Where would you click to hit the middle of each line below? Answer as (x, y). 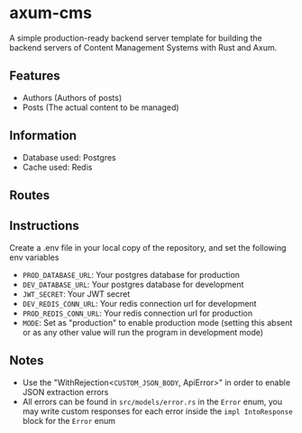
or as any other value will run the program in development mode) (143, 332)
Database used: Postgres (69, 157)
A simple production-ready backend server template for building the (136, 38)
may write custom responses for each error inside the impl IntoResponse (157, 411)
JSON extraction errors (65, 392)
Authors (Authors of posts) (72, 97)
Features (35, 76)
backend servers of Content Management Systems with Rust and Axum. (143, 47)
